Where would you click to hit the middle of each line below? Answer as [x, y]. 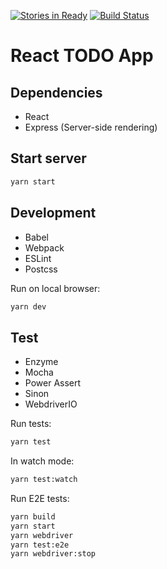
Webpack [44, 247]
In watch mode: [42, 461]
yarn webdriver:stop [53, 554]
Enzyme [41, 362]
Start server [48, 158]
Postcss [41, 269]
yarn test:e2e [40, 545]
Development [53, 213]
